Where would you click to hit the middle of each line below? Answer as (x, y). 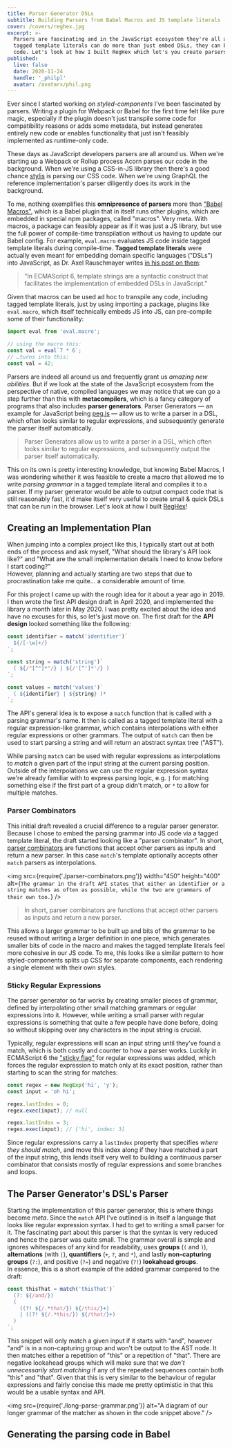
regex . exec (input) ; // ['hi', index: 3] (66, 1129)
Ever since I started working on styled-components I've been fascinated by (114, 104)
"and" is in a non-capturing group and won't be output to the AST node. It (112, 1348)
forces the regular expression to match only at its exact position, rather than (115, 1065)
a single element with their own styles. (62, 967)
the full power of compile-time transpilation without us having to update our (115, 234)
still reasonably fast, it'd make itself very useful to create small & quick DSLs (116, 499)
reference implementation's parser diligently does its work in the (99, 183)
